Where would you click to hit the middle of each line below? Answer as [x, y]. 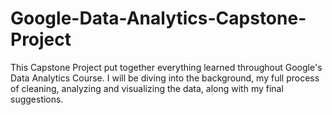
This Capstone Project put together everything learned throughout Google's [166, 67]
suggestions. [37, 99]
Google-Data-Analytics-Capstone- [158, 18]
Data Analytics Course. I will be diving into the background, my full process [165, 78]
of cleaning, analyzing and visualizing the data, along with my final [147, 88]
